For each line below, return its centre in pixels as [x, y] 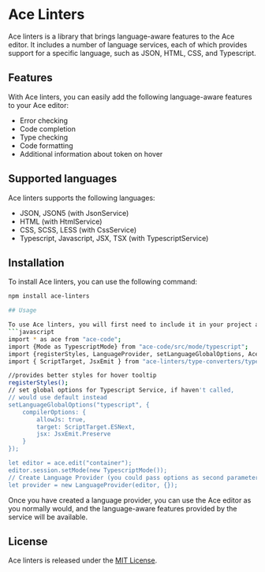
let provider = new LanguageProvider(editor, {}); [93, 485]
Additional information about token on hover [91, 154]
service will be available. [48, 517]
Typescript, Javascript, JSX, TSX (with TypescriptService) [114, 238]
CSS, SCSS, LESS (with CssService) [78, 229]
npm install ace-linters [49, 296]
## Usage [22, 310]
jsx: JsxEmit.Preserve [74, 434]
